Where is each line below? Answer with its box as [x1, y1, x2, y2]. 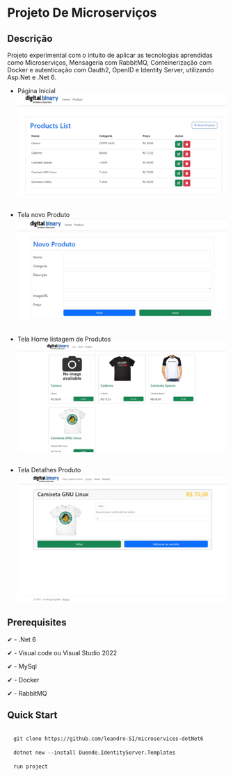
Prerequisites [7, 617, 67, 629]
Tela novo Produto [17, 211, 70, 219]
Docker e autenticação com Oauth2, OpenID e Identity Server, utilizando [7, 66, 214, 74]
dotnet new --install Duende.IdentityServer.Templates [13, 749, 176, 756]
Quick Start [7, 709, 58, 721]
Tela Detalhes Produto [17, 466, 81, 474]
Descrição [7, 33, 53, 45]
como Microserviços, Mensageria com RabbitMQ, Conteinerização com [7, 58, 212, 67]
